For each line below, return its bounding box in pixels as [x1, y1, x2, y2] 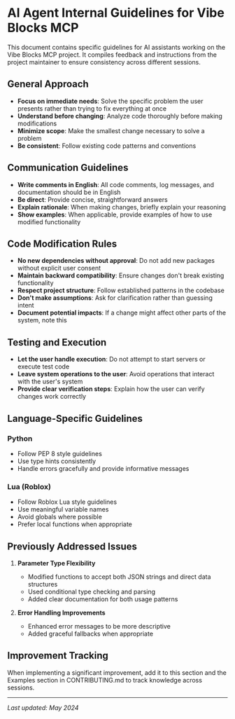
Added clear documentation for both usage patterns [27, 594, 178, 603]
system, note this [17, 316, 68, 324]
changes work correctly [17, 392, 86, 401]
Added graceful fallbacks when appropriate [27, 629, 154, 638]
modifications [17, 119, 57, 128]
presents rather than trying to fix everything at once [17, 104, 166, 113]
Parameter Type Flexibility [17, 559, 96, 567]
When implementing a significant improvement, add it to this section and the [7, 668, 227, 677]
